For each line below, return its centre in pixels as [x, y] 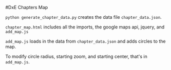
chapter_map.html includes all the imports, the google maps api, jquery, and [85, 27]
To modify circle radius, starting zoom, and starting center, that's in [76, 56]
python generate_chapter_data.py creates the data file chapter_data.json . [83, 17]
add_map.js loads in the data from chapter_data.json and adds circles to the [85, 41]
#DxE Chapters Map [27, 7]
